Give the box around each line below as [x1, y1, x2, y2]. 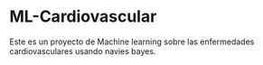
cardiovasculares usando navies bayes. [9, 45, 156, 56]
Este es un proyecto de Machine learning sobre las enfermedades [9, 36, 255, 47]
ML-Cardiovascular [9, 6, 157, 27]
